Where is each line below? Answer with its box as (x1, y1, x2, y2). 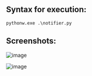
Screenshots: (6, 36, 57, 46)
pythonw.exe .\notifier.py (6, 20, 72, 26)
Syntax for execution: (6, 5, 87, 15)
